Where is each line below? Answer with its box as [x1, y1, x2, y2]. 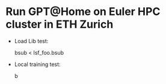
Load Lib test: [14, 37, 49, 44]
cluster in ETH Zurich [5, 17, 114, 31]
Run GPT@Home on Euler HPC [5, 5, 161, 19]
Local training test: [14, 61, 61, 68]
